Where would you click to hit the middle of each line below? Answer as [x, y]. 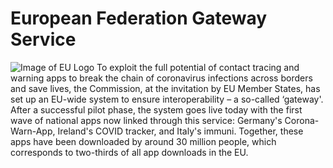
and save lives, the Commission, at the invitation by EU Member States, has [165, 88]
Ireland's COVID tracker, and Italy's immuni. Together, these [180, 131]
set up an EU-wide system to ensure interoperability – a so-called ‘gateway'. [167, 99]
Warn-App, [33, 131]
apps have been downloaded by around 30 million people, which [143, 141]
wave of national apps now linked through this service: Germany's [146, 120]
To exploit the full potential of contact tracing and [198, 67]
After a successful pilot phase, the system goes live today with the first [156, 109]
